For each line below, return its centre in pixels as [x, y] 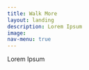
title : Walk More [32, 14]
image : [17, 33]
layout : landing [31, 20]
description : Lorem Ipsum [44, 26]
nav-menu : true [29, 40]
